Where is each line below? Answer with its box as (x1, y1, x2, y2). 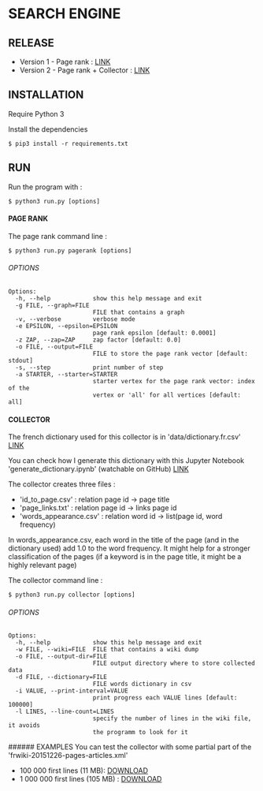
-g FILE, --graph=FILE (15, 301, 90, 310)
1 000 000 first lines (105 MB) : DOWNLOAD (19, 774, 162, 784)
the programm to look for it (92, 729, 189, 737)
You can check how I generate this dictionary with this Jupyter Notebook (8, 456, 245, 465)
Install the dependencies (8, 124, 88, 134)
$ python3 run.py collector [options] (8, 591, 135, 599)
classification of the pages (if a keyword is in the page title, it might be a (8, 552, 242, 562)
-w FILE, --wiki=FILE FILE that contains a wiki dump (15, 646, 199, 654)
